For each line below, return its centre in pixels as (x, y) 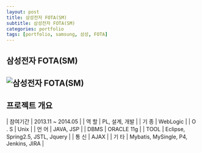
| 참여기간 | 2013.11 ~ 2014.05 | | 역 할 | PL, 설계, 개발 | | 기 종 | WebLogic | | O (101, 121)
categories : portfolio (35, 29)
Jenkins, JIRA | (25, 143)
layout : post (23, 12)
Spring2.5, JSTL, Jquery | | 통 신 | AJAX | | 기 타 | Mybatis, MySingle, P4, (97, 137)
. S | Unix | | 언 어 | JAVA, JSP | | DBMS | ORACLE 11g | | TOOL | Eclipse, (96, 129)
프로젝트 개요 (30, 106)
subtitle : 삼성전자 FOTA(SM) (41, 23)
